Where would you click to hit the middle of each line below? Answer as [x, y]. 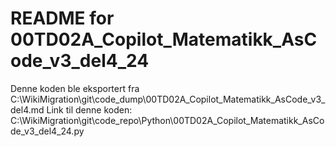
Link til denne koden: [89, 109]
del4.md [27, 109]
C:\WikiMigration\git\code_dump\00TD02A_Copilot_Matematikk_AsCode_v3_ [168, 99]
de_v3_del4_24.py [47, 131]
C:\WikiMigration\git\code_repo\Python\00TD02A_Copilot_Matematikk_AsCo [167, 120]
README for [62, 18]
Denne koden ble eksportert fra [75, 88]
